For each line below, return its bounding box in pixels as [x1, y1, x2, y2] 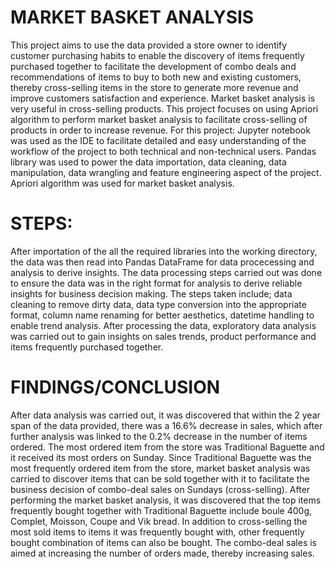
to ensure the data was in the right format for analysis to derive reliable [10, 277, 303, 289]
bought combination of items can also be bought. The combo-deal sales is [10, 536, 318, 548]
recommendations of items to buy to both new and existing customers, [10, 71, 302, 83]
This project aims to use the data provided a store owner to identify [10, 39, 288, 51]
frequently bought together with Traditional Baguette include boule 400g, [10, 504, 312, 516]
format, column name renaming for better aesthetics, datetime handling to [10, 309, 315, 321]
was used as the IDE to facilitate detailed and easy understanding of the [10, 134, 307, 146]
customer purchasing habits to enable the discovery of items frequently [10, 49, 305, 61]
